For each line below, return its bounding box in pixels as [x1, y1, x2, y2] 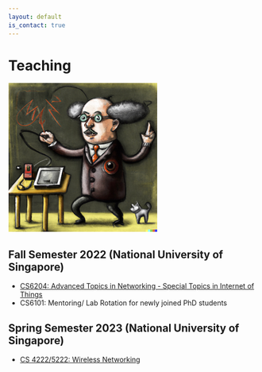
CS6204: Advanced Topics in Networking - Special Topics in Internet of [19, 281, 255, 291]
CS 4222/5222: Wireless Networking [19, 355, 141, 365]
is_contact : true [8, 21, 66, 29]
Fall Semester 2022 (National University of [8, 247, 224, 262]
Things [19, 290, 43, 300]
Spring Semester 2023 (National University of [8, 321, 240, 335]
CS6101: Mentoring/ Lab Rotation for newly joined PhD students [19, 298, 228, 308]
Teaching [8, 56, 71, 75]
